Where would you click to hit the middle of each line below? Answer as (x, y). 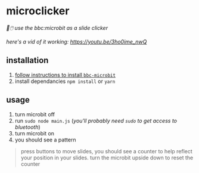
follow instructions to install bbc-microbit (65, 75)
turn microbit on (35, 133)
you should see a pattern (45, 140)
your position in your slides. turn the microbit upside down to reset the (107, 157)
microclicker (38, 11)
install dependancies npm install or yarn (65, 81)
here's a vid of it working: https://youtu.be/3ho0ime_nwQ (77, 41)
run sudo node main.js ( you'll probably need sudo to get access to (96, 121)
